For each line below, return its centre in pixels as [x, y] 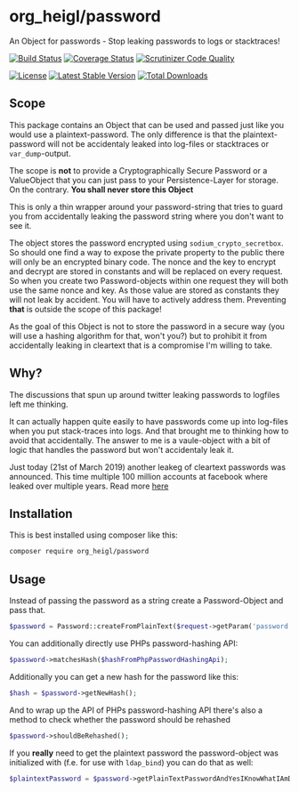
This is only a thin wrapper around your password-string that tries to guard [146, 206]
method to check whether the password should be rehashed [120, 719]
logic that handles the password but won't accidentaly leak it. [121, 449]
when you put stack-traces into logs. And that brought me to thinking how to [149, 431]
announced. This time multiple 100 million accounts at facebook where [139, 476]
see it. [20, 225]
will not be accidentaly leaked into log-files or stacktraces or [158, 143]
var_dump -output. [40, 153]
